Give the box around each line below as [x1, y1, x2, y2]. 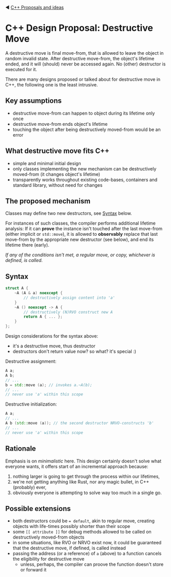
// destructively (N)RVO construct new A [23, 309, 113, 315]
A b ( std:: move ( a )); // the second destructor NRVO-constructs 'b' [5, 420, 154, 426]
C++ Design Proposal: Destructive [5, 23, 153, 34]
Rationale [5, 445, 36, 453]
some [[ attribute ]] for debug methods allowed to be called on [12, 529, 152, 535]
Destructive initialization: [5, 401, 57, 407]
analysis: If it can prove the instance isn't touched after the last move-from [5, 226, 163, 232]
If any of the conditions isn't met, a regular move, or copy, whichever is [5, 252, 156, 258]
